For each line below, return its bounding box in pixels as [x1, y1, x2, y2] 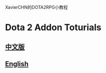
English [5, 60, 29, 68]
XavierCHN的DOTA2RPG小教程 [5, 4, 68, 10]
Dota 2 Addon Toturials [5, 22, 102, 33]
